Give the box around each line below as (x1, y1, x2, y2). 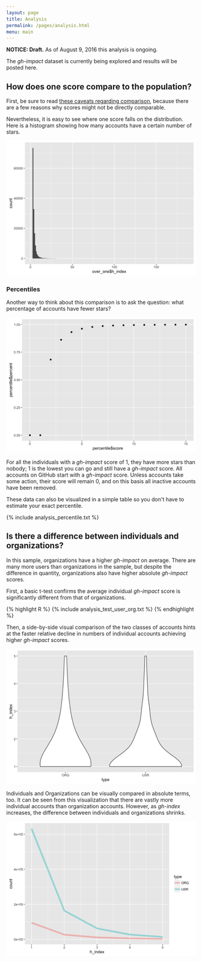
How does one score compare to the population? (6, 81, 192, 91)
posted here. (6, 64, 38, 72)
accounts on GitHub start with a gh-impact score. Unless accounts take (6, 471, 184, 478)
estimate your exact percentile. (6, 502, 83, 509)
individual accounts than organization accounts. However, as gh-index (6, 802, 180, 809)
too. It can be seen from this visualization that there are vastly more (6, 796, 173, 803)
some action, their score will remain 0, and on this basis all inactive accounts (6, 477, 196, 484)
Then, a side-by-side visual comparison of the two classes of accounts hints (6, 623, 196, 631)
